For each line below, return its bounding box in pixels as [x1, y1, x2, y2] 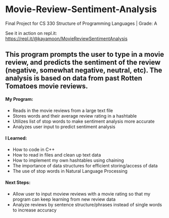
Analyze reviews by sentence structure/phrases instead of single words [12, 201, 162, 207]
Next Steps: [5, 179, 31, 186]
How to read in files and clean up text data [12, 152, 101, 158]
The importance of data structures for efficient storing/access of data [12, 162, 158, 168]
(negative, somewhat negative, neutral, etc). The [5, 66, 162, 75]
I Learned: [5, 135, 27, 141]
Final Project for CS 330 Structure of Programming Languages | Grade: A [5, 20, 157, 26]
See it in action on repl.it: [5, 30, 57, 36]
